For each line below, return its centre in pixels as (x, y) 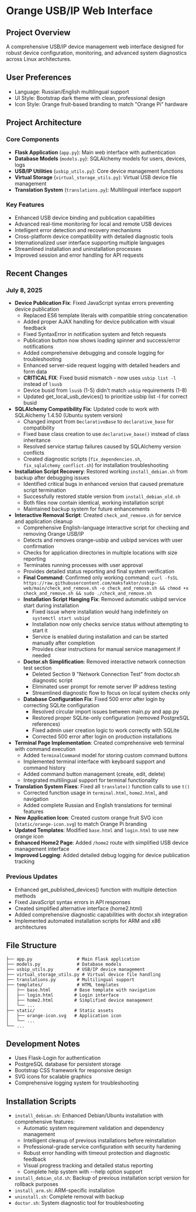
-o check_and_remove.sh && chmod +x (144, 589)
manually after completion (63, 643)
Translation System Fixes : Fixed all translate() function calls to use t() (102, 787)
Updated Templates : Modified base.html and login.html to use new (97, 830)
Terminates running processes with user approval (83, 565)
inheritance (37, 440)
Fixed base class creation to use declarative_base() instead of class (106, 434)
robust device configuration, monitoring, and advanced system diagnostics (97, 53)
